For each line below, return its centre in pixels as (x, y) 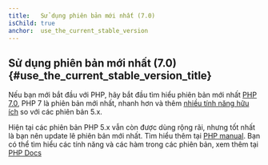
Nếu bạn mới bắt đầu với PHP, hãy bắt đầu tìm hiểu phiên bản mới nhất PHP (133, 95)
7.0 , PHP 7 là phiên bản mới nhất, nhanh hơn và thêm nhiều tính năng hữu (129, 103)
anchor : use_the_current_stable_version (78, 30)
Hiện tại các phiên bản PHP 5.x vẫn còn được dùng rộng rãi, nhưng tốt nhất (132, 127)
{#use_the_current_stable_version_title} (110, 76)
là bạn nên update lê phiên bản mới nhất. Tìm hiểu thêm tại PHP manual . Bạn (134, 136)
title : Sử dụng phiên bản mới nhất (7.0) (82, 16)
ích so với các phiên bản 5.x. (55, 112)
